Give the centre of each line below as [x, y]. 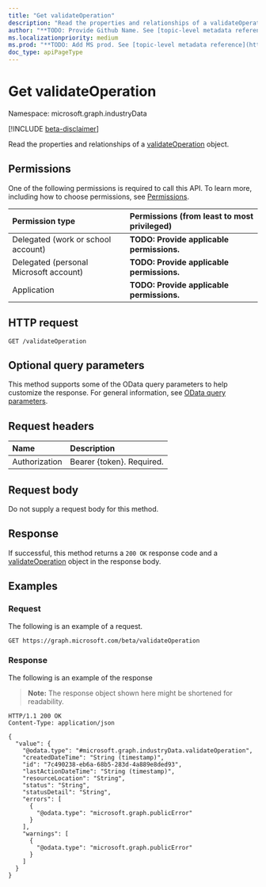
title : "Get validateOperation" [61, 15]
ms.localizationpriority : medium [63, 38]
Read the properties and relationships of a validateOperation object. [119, 144]
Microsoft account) [48, 272]
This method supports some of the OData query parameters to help [118, 384]
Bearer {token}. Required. [117, 462]
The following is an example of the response [80, 677]
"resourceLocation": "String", [74, 778]
